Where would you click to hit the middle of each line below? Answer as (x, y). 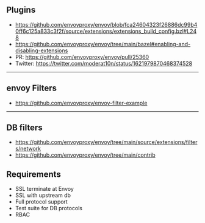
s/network (28, 149)
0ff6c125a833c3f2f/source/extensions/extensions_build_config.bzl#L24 (106, 31)
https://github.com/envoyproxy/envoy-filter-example (81, 103)
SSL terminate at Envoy (45, 189)
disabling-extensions (41, 50)
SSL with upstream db (43, 195)
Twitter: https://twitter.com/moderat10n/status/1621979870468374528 (104, 63)
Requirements (34, 174)
